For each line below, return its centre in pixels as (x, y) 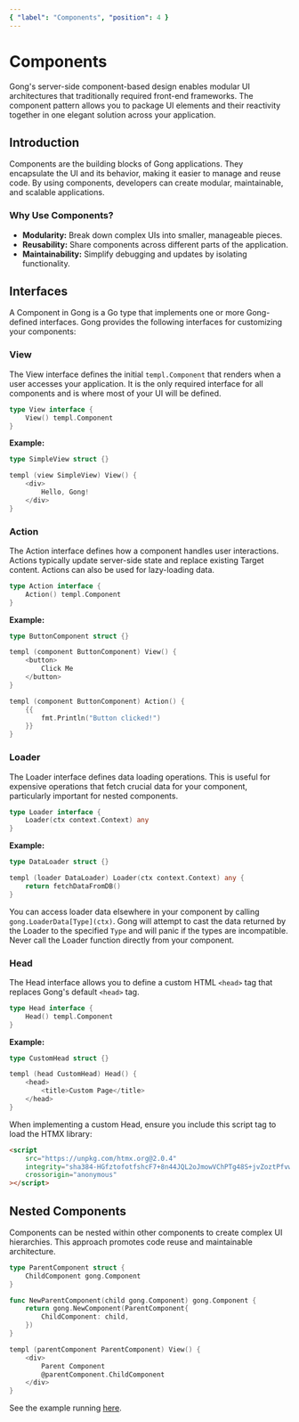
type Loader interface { (55, 812)
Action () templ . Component (73, 594)
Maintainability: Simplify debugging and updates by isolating (134, 254)
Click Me (57, 669)
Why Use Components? (61, 216)
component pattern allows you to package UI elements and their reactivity (145, 105)
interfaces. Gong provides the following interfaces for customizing (161, 323)
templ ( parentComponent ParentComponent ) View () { (105, 1349)
